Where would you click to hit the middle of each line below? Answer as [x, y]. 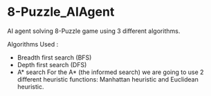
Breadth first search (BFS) [54, 57]
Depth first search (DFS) [52, 64]
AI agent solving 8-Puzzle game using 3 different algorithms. [94, 31]
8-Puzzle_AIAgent [61, 12]
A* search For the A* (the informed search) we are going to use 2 [110, 72]
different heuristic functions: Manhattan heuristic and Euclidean [108, 79]
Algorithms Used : [33, 44]
